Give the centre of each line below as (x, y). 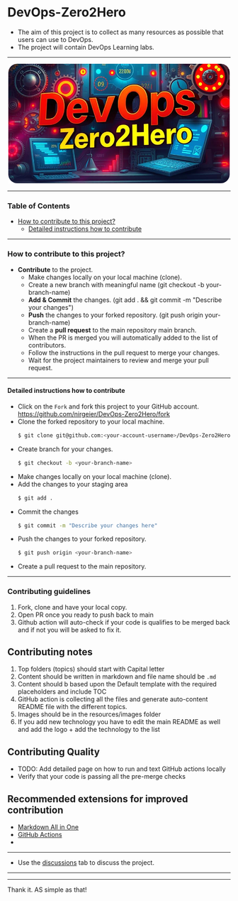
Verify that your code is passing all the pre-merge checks (102, 777)
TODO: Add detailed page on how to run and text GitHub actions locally (121, 769)
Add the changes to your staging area (73, 484)
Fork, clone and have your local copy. (72, 607)
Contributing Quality (54, 751)
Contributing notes (50, 652)
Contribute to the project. (55, 269)
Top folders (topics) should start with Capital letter (91, 669)
